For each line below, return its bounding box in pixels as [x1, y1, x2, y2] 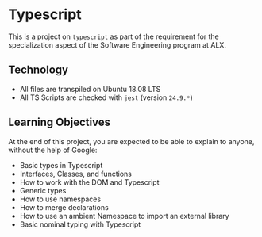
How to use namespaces [19, 194, 102, 204]
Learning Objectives [8, 116, 111, 129]
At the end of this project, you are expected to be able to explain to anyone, [8, 136, 255, 146]
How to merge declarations [19, 202, 109, 212]
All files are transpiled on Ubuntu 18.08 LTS [19, 84, 161, 94]
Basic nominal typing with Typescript [19, 220, 141, 229]
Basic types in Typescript [19, 160, 103, 170]
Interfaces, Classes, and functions [19, 169, 133, 178]
